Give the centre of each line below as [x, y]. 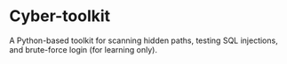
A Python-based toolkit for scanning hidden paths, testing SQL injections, [143, 40]
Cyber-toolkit [60, 16]
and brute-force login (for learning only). [84, 49]
